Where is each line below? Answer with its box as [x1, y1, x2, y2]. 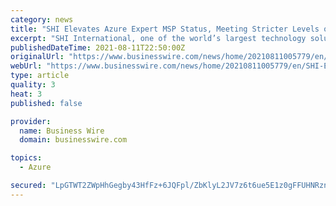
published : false [10, 98, 83, 108]
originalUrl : [10, 52, 65, 62]
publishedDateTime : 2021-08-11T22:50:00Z [10, 42, 186, 53]
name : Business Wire [19, 126, 105, 136]
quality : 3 [10, 80, 56, 90]
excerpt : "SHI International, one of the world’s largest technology [10, 33, 307, 43]
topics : [10, 153, 43, 163]
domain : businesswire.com [19, 135, 128, 145]
